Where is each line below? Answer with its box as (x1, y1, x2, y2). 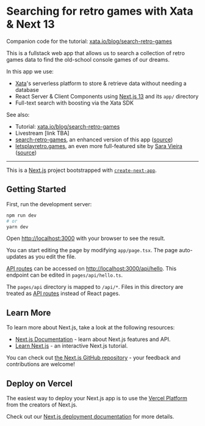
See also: (6, 111, 30, 118)
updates (6, 253, 27, 261)
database (15, 86, 39, 93)
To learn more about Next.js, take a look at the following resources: (6, 324, 175, 331)
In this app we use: (6, 67, 54, 75)
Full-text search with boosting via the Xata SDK (15, 99, 134, 106)
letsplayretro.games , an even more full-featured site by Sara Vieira (15, 142, 183, 149)
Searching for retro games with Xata (6, 4, 193, 18)
